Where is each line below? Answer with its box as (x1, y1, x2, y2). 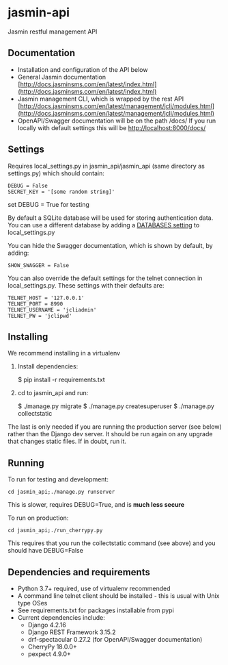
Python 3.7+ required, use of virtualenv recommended (17, 584, 171, 592)
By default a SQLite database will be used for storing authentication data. (8, 214, 214, 222)
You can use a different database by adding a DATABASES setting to (8, 221, 200, 229)
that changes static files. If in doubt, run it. (8, 437, 127, 446)
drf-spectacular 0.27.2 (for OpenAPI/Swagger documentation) (27, 636, 203, 643)
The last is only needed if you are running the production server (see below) (8, 423, 223, 431)
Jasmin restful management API (8, 27, 98, 36)
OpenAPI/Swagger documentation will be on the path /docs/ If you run (17, 116, 216, 125)
